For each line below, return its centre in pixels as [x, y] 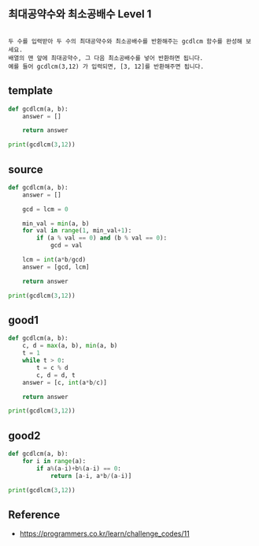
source [26, 169]
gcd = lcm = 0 [45, 209]
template [31, 90]
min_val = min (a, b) [56, 224]
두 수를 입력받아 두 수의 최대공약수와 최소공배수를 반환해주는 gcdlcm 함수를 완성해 [125, 41]
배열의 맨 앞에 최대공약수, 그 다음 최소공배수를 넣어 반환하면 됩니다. [105, 58]
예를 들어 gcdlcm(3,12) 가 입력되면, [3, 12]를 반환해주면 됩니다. [106, 66]
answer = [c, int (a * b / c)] [65, 382]
